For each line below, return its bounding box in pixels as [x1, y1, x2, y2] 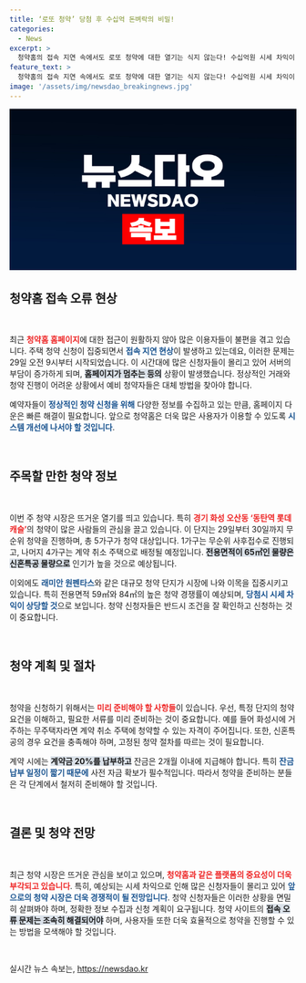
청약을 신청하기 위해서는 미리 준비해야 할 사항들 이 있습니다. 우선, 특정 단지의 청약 [9, 702, 295, 713]
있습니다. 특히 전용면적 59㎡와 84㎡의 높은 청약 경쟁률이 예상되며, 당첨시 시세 [9, 588, 285, 599]
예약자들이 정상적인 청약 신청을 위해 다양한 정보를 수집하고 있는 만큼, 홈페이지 [9, 399, 283, 410]
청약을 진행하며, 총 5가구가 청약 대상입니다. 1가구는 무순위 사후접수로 [25, 534, 270, 546]
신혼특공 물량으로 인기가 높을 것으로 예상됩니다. [9, 557, 178, 569]
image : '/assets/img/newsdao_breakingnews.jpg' [9, 82, 194, 91]
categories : [9, 24, 55, 34]
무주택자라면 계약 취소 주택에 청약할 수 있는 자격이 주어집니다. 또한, [33, 725, 271, 736]
